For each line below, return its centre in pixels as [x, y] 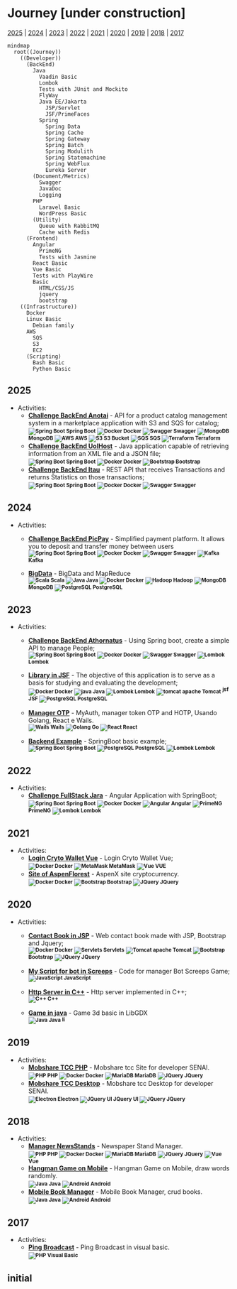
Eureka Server [66, 170]
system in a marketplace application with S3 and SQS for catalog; [123, 423]
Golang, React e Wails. [61, 720]
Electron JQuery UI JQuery [122, 1099]
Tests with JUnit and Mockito [83, 89]
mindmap [19, 45]
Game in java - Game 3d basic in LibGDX [88, 1013]
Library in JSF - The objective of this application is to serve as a [122, 675]
